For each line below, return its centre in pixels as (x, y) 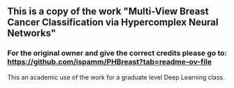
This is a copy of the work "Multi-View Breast (108, 12)
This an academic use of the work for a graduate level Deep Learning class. (116, 77)
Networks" (32, 33)
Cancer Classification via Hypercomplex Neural (113, 23)
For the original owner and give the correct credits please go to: (117, 53)
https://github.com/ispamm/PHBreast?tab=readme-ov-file (110, 62)
